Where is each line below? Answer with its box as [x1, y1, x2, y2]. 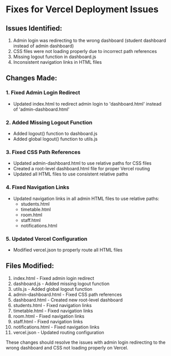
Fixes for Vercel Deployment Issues [6, 4, 159, 15]
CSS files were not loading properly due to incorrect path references [13, 48, 157, 54]
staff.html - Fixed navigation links [13, 318, 83, 324]
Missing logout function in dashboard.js [13, 54, 96, 60]
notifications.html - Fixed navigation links [13, 324, 100, 330]
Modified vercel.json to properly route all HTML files [13, 246, 123, 253]
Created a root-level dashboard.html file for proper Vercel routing [13, 166, 150, 172]
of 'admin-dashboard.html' [13, 106, 70, 112]
